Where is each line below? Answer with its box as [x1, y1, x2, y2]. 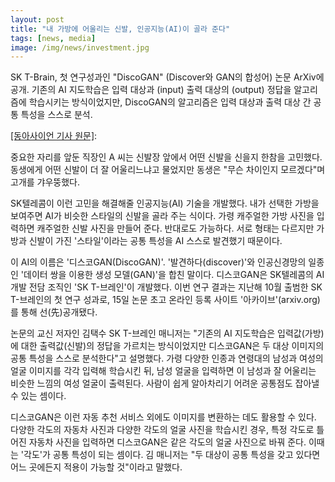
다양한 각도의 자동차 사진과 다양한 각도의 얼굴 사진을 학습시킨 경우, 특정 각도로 [10, 424, 315, 436]
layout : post [10, 14, 65, 25]
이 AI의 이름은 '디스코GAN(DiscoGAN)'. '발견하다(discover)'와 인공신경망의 [10, 256, 307, 268]
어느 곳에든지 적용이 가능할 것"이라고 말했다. [10, 461, 183, 473]
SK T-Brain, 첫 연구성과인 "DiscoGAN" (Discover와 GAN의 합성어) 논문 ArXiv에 [10, 71, 325, 83]
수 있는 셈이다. [10, 390, 67, 402]
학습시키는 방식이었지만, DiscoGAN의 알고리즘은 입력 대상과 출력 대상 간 [28, 96, 312, 108]
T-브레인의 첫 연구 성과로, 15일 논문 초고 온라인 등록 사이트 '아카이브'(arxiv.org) [10, 294, 321, 306]
